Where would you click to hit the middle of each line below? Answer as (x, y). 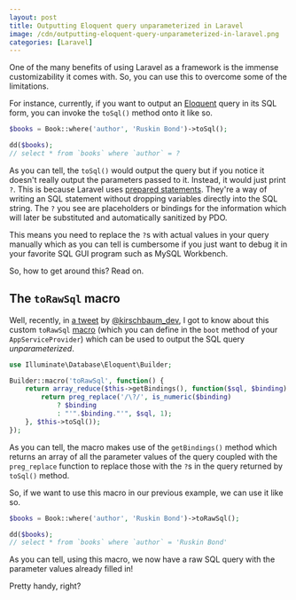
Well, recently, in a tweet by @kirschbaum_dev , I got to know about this (139, 320)
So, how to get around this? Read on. (77, 271)
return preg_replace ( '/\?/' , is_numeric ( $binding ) (136, 397)
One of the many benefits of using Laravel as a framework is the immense (144, 67)
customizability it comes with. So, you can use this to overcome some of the (148, 77)
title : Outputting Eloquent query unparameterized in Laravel (126, 26)
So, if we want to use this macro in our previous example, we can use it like (146, 493)
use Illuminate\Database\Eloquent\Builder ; (91, 365)
